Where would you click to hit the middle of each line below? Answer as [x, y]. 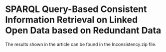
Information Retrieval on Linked [72, 20]
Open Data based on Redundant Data [83, 30]
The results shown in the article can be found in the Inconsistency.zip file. [81, 44]
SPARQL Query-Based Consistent [76, 9]
